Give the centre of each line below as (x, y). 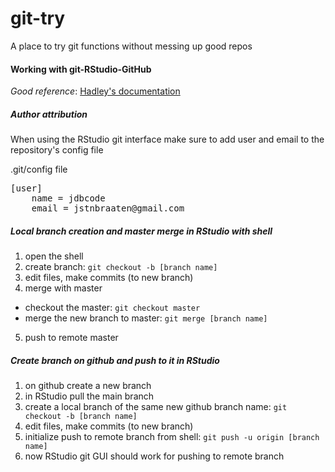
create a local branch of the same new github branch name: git (156, 407)
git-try (38, 18)
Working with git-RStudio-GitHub (81, 69)
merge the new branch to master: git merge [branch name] (146, 318)
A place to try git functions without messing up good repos (131, 46)
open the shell (54, 256)
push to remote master (71, 338)
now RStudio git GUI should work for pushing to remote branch (154, 456)
